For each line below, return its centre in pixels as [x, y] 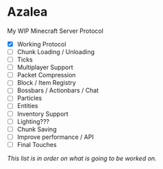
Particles [29, 98]
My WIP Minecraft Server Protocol [55, 31]
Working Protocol [41, 44]
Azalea [27, 12]
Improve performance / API [55, 137]
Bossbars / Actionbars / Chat [58, 90]
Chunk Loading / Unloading [55, 52]
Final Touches [37, 144]
